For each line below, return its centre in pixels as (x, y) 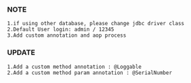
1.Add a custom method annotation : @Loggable (74, 67)
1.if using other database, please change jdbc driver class (96, 24)
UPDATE (21, 52)
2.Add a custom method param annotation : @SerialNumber (90, 73)
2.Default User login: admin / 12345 (61, 30)
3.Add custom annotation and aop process (67, 35)
